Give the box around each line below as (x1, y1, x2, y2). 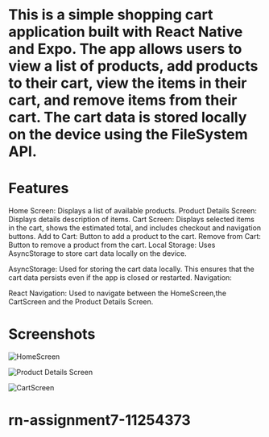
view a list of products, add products (8, 57, 259, 76)
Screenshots (8, 325, 96, 344)
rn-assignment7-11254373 (8, 411, 191, 430)
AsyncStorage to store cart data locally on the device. (8, 249, 187, 258)
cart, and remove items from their (8, 91, 238, 109)
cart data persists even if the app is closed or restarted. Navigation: (8, 273, 232, 282)
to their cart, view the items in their (8, 74, 247, 93)
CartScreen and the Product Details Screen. (8, 297, 154, 307)
